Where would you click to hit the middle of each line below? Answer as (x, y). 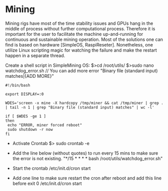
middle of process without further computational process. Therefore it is (80, 28)
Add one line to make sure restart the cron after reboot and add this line (87, 178)
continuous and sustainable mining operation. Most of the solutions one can (84, 39)
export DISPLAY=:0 (24, 94)
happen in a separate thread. (35, 55)
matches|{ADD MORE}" (30, 76)
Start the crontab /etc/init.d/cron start (51, 168)
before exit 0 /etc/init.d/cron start (47, 183)
